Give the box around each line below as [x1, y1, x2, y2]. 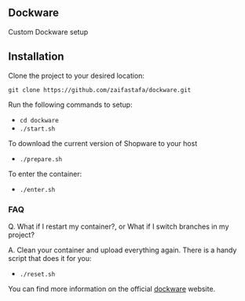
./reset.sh [19, 270, 56, 278]
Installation [8, 50, 64, 64]
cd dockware [19, 116, 59, 124]
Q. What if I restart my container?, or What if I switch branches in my [8, 222, 229, 231]
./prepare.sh [19, 155, 63, 163]
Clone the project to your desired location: [8, 71, 145, 80]
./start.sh [19, 125, 56, 133]
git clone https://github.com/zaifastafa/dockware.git [8, 86, 192, 94]
